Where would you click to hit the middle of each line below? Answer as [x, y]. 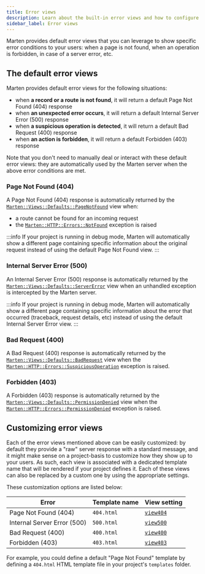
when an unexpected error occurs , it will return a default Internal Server [107, 113]
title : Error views [31, 12]
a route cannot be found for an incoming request [77, 218]
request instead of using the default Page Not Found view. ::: [83, 250]
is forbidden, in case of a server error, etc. [60, 54]
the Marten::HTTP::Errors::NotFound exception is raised [86, 225]
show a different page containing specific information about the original [97, 243]
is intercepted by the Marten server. [52, 292]
